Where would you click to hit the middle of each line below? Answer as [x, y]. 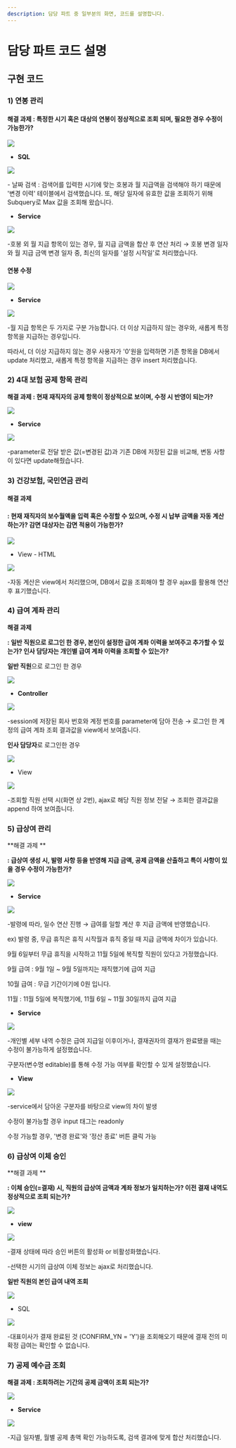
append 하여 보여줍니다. [41, 809]
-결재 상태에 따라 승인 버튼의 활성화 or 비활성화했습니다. [84, 1252]
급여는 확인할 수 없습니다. [55, 1345]
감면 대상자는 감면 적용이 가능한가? [77, 525]
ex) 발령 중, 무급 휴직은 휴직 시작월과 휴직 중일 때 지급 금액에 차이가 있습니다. [113, 939]
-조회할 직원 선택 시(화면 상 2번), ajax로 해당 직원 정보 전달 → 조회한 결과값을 [113, 799]
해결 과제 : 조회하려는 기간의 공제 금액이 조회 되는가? [78, 1382]
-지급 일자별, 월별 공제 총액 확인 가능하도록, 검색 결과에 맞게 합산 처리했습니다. [114, 1437]
